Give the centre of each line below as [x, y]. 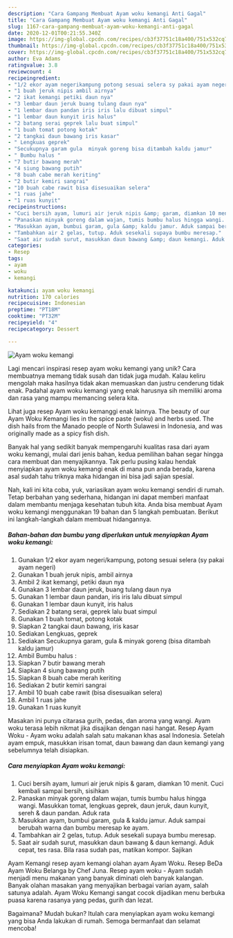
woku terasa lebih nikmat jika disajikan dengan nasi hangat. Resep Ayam [111, 728]
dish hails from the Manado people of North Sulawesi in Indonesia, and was [115, 426]
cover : [17, 53]
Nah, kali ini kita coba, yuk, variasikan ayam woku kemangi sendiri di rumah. [116, 489]
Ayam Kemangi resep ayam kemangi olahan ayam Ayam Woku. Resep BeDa [115, 863]
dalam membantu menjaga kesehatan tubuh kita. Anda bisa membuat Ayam [115, 504]
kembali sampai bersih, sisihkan [63, 790]
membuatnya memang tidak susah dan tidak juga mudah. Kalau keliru [107, 376]
